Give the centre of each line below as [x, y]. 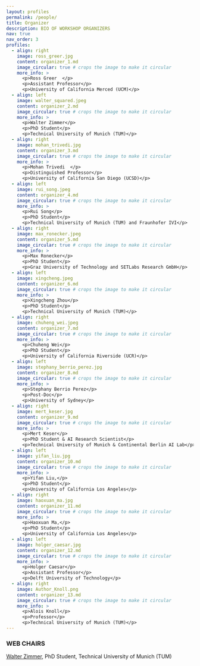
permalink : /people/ [32, 17]
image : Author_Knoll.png [48, 589]
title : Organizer [28, 23]
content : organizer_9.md [48, 417]
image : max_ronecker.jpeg [49, 234]
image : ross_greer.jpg [45, 56]
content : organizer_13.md [49, 595]
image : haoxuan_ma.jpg [45, 500]
